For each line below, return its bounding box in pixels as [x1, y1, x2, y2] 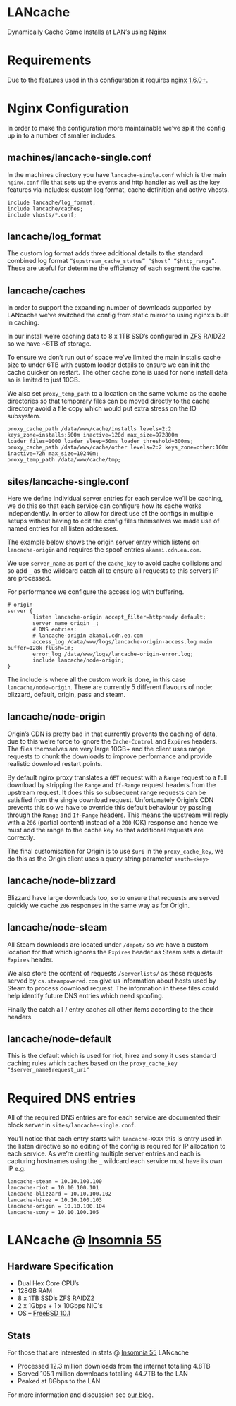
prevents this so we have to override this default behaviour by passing [7, 803, 211, 811]
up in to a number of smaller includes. [7, 131, 118, 140]
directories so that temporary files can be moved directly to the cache [7, 396, 210, 406]
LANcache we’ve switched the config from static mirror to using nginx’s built [7, 311, 229, 320]
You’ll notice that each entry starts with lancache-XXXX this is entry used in [7, 1134, 222, 1143]
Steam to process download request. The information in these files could [7, 983, 218, 992]
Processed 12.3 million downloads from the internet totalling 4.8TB [17, 1362, 211, 1371]
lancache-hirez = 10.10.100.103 [7, 1196, 102, 1204]
